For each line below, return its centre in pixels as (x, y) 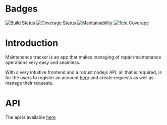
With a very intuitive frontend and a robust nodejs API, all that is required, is (84, 72)
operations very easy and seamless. (43, 62)
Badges (21, 9)
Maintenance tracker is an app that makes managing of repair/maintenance (83, 57)
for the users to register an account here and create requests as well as (79, 77)
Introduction (32, 43)
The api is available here (31, 117)
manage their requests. (30, 83)
